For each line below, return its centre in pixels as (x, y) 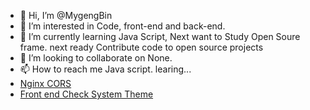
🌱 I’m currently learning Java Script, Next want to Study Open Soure (160, 36)
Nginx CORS (45, 83)
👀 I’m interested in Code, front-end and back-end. (122, 26)
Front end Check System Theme (86, 94)
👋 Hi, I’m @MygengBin (66, 15)
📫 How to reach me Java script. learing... (105, 69)
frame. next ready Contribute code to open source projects (141, 47)
